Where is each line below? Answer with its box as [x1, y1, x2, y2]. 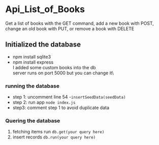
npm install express [12, 59, 54, 65]
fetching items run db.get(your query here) [12, 129, 105, 135]
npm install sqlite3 [12, 54, 51, 60]
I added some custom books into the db [12, 64, 96, 70]
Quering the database [5, 117, 60, 124]
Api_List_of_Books [5, 4, 85, 15]
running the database [5, 82, 60, 89]
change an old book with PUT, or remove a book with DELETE [5, 25, 135, 31]
